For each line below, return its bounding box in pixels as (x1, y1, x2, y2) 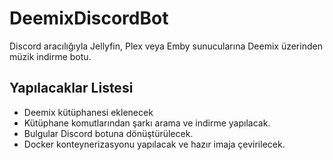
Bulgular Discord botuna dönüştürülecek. (23, 127, 194, 139)
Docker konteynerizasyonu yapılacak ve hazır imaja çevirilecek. (23, 138, 286, 150)
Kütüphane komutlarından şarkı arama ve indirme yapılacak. (23, 117, 271, 129)
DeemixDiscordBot (9, 7, 169, 30)
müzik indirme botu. (9, 50, 92, 62)
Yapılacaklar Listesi (9, 80, 134, 97)
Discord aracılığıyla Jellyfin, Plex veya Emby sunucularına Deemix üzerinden (9, 40, 323, 52)
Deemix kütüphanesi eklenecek (23, 106, 154, 118)
